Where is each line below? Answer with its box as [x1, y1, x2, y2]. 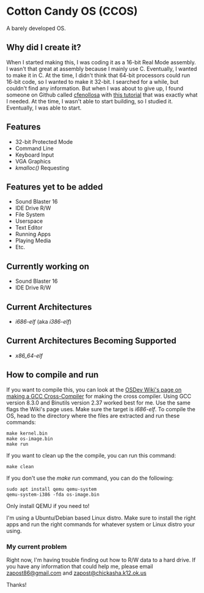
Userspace [15, 217, 43, 225]
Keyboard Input [15, 151, 54, 159]
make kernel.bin [6, 430, 48, 436]
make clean [6, 463, 34, 469]
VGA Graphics [15, 157, 51, 165]
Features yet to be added [6, 182, 103, 192]
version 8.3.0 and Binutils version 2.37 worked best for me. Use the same [6, 399, 191, 406]
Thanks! [6, 581, 27, 588]
